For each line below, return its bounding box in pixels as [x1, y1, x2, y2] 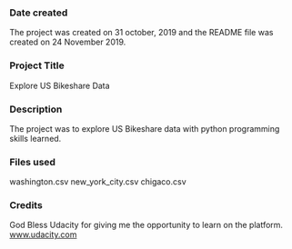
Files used [9, 155, 56, 168]
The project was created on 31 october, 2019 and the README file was [9, 27, 274, 38]
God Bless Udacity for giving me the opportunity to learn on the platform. [9, 220, 284, 231]
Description [9, 103, 63, 115]
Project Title [9, 59, 65, 72]
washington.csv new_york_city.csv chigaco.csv [9, 176, 186, 187]
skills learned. [9, 133, 62, 144]
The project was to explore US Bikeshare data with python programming [9, 123, 280, 134]
